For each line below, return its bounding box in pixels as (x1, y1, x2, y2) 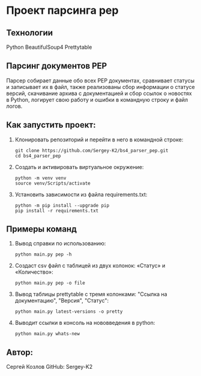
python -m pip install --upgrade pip (14, 202, 110, 208)
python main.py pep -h (14, 251, 72, 257)
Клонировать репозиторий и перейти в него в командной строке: (14, 136, 184, 143)
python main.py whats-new (14, 331, 80, 337)
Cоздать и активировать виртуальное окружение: (14, 163, 144, 170)
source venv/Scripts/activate (14, 180, 91, 186)
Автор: (6, 347, 34, 357)
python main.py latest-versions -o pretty (14, 309, 123, 315)
